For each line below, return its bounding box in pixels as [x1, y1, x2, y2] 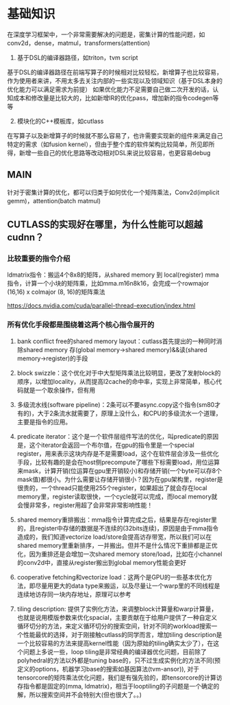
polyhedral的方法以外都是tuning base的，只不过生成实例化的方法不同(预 [16, 656, 221, 664]
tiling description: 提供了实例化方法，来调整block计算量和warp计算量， [16, 605, 218, 613]
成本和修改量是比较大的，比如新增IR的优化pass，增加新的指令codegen [12, 93, 214, 102]
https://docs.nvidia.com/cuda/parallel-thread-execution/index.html [7, 301, 196, 310]
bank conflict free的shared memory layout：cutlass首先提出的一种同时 [16, 337, 217, 345]
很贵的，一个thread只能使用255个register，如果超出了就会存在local [16, 483, 207, 492]
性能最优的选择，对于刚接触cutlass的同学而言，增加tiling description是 [23, 630, 222, 638]
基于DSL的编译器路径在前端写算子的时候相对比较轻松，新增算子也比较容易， [7, 68, 222, 76]
